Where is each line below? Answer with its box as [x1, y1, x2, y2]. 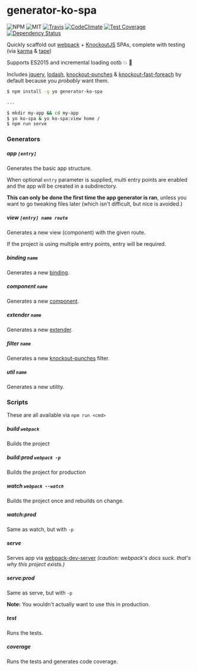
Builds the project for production [7, 469, 87, 476]
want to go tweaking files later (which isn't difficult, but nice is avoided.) [7, 200, 183, 208]
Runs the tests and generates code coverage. [7, 658, 118, 665]
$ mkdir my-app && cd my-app [7, 110, 79, 116]
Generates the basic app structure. [7, 164, 92, 172]
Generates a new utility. [7, 384, 65, 391]
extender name [7, 311, 42, 318]
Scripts [7, 398, 28, 406]
